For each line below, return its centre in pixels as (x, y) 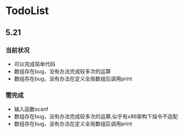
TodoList (27, 11)
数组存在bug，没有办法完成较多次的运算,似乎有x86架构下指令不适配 (96, 117)
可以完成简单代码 (35, 64)
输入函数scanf (31, 109)
